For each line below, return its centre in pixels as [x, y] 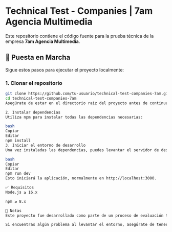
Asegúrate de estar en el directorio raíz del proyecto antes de [76, 103]
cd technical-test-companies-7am [41, 98]
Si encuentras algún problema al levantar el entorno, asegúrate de [80, 225]
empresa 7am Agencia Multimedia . [43, 41]
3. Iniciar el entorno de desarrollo [46, 145]
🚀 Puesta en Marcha [38, 57]
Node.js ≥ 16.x [21, 192]
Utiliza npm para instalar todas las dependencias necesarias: [74, 117]
